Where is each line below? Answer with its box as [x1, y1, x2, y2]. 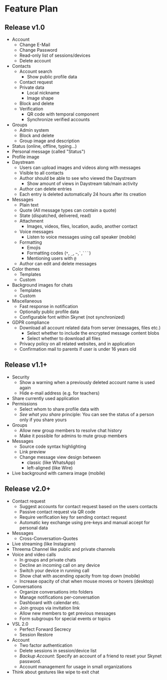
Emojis [26, 245, 41, 250]
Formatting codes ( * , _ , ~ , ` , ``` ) [26, 250, 91, 256]
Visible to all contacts [19, 170, 63, 176]
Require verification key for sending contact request [19, 514, 127, 520]
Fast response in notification [19, 304, 78, 309]
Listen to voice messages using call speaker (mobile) [26, 234, 136, 240]
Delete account [19, 58, 51, 63]
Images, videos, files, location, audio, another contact [26, 223, 137, 229]
